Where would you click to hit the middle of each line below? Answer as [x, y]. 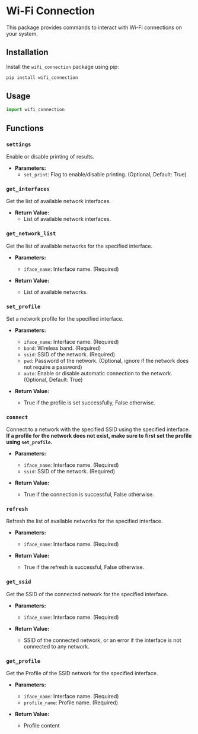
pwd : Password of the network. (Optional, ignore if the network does [106, 360]
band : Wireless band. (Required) [62, 348]
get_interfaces [28, 189]
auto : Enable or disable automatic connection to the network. [98, 373]
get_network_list [31, 234]
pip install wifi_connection [42, 77]
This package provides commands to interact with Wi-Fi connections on [94, 27]
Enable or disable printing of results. [50, 156]
